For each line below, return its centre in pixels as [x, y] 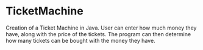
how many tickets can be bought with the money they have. [81, 40]
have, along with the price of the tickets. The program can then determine [98, 34]
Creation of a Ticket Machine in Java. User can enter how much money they [101, 28]
